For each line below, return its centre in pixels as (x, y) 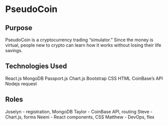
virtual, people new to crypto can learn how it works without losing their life (83, 45)
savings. (14, 50)
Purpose (19, 28)
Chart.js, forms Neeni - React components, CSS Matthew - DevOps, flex (80, 117)
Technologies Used (36, 66)
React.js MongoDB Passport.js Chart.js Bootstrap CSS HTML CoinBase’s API (84, 78)
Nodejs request (21, 83)
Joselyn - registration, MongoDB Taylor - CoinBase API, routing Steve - (79, 111)
